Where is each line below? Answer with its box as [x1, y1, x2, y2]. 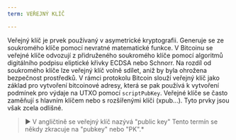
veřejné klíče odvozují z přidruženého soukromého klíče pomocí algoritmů [7, 51, 223, 59]
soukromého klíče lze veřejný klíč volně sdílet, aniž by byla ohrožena [7, 66, 208, 74]
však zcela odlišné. [7, 103, 64, 112]
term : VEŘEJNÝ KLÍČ [7, 10, 65, 18]
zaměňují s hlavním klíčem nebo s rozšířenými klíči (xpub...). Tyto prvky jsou [7, 96, 230, 105]
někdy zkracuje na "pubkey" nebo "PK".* [24, 124, 145, 133]
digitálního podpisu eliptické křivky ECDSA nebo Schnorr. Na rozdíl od [7, 58, 211, 67]
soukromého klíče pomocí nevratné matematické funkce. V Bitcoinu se [7, 43, 213, 52]
